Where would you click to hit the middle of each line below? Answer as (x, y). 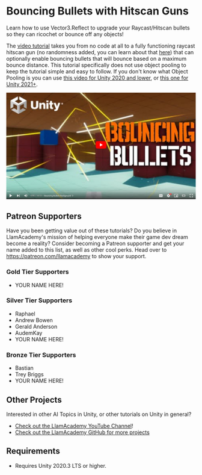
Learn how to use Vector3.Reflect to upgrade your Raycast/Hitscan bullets (98, 28)
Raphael (25, 314)
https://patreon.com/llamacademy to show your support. (76, 256)
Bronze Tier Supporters (41, 355)
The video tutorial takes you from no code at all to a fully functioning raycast (101, 46)
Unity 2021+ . (22, 84)
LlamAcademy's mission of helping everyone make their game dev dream (97, 237)
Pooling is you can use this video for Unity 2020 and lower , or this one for (97, 78)
